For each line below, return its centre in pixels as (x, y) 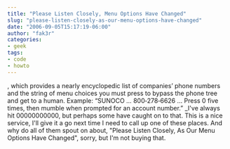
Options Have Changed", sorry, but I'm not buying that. (87, 138)
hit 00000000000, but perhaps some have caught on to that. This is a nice (115, 115)
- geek (17, 46)
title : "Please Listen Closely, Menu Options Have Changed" (97, 14)
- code (17, 59)
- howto (19, 66)
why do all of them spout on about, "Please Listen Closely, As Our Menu (111, 130)
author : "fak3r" (31, 33)
